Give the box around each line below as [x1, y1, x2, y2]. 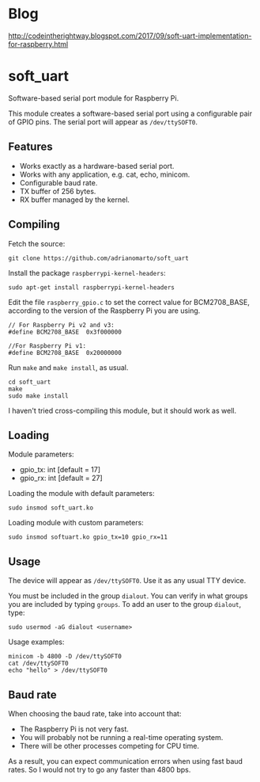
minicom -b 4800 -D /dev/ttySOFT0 [8, 653, 122, 661]
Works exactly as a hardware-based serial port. [19, 161, 175, 170]
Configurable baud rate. [19, 177, 98, 187]
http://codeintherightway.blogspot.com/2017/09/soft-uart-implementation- [8, 31, 252, 40]
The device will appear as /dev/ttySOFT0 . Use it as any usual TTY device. [8, 576, 247, 586]
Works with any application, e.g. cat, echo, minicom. [19, 170, 190, 179]
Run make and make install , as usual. [8, 362, 129, 372]
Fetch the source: [8, 238, 66, 248]
